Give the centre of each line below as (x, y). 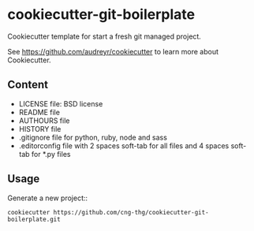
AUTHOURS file (44, 121)
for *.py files (51, 154)
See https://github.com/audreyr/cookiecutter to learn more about (113, 51)
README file (39, 112)
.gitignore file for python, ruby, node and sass (93, 137)
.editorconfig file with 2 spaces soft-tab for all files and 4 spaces (124, 145)
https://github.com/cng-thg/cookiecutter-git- (131, 212)
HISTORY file (40, 129)
